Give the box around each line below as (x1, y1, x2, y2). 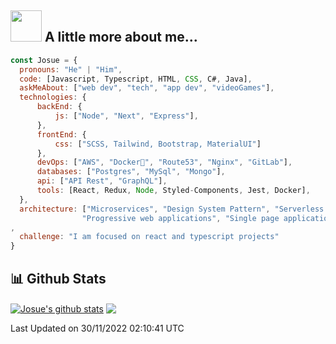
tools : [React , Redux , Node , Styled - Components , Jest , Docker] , (36, 186, 311, 196)
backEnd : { (36, 102, 83, 112)
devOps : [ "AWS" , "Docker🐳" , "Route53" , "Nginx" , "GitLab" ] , (36, 157, 293, 168)
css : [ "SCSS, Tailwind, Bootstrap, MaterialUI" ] (54, 139, 262, 149)
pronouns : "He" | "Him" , (19, 64, 123, 75)
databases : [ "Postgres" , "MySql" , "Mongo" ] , (36, 167, 226, 177)
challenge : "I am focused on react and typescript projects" (19, 232, 280, 242)
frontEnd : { (36, 129, 87, 140)
